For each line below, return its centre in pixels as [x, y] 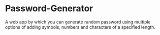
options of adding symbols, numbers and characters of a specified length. [80, 27]
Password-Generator [49, 9]
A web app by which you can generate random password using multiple [78, 22]
